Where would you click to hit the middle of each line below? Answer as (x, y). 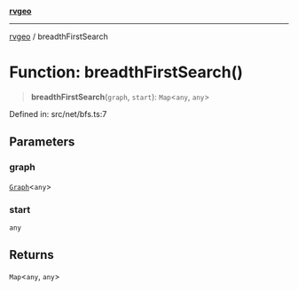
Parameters (42, 142)
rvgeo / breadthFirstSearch (59, 36)
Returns (32, 255)
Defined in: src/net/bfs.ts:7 (58, 114)
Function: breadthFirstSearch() (126, 72)
